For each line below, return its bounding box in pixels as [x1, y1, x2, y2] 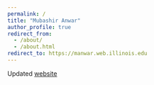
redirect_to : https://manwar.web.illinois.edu [7, 50, 148, 57]
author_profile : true [7, 23, 72, 30]
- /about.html [13, 43, 55, 50]
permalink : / [7, 10, 46, 18]
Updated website [7, 69, 57, 78]
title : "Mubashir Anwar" [7, 17, 81, 24]
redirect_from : [7, 30, 53, 38]
